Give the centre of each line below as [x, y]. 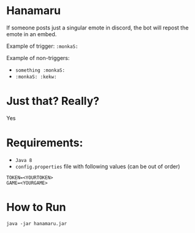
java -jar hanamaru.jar [37, 223]
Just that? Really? [53, 101]
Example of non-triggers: [38, 58]
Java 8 [24, 160]
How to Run [36, 207]
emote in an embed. [32, 34]
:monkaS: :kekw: [36, 77]
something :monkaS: [40, 70]
